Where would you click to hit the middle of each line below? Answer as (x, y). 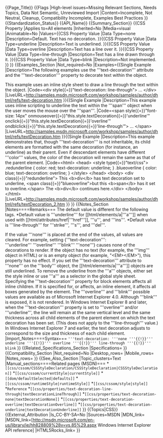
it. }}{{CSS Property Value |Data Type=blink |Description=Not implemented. (81, 59)
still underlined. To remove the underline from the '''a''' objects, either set (79, 271)
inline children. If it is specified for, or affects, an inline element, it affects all (81, 287)
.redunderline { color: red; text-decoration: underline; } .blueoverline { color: (81, 168)
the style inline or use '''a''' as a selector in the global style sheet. (71, 276)
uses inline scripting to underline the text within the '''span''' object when (79, 105)
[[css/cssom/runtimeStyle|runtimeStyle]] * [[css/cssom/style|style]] (77, 383)
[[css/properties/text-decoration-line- (72, 389)
